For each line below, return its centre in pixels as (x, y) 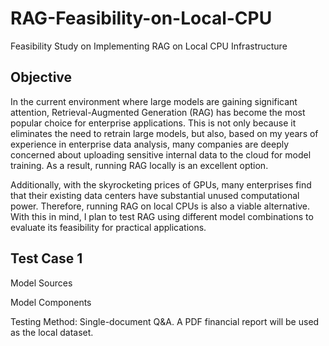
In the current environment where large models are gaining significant (154, 101)
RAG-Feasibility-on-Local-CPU (141, 18)
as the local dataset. (52, 332)
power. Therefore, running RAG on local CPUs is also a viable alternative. (160, 206)
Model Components (51, 302)
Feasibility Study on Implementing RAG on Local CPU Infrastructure (149, 46)
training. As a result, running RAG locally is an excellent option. (139, 165)
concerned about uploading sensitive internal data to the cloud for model (161, 154)
